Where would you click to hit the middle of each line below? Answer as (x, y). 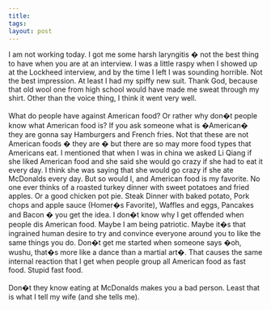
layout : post (30, 31)
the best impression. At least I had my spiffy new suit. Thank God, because (133, 81)
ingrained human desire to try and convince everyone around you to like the (135, 234)
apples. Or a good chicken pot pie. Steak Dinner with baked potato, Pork (129, 196)
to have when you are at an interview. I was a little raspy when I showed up (133, 64)
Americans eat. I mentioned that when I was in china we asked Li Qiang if (130, 153)
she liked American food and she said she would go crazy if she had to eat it (135, 161)
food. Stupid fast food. (46, 270)
